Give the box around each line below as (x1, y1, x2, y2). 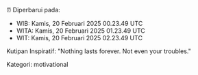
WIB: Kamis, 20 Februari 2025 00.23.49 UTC (16, 20, 143, 27)
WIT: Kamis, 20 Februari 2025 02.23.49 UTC (16, 34, 143, 42)
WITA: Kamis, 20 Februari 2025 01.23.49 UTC (16, 27, 145, 35)
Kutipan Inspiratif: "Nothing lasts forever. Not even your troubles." (6, 47, 191, 55)
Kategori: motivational (6, 61, 69, 68)
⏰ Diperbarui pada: (6, 6, 61, 14)
